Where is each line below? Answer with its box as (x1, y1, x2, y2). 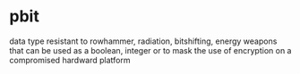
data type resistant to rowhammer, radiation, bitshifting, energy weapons (9, 36, 278, 46)
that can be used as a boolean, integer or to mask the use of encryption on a (9, 45, 292, 55)
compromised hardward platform (9, 54, 131, 65)
